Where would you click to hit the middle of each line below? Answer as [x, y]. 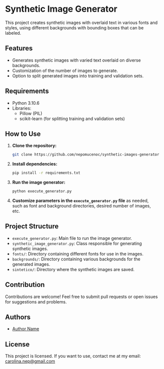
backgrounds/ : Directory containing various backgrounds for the [76, 259]
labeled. [13, 33]
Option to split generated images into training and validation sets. [78, 76]
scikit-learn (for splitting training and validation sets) [72, 118]
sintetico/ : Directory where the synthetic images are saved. [73, 269]
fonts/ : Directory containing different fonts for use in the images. [78, 254]
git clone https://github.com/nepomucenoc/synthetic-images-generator [86, 155]
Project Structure [32, 226]
